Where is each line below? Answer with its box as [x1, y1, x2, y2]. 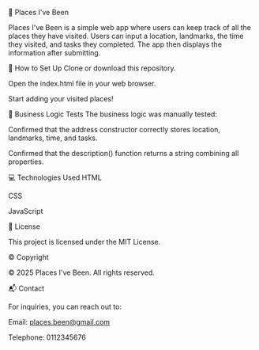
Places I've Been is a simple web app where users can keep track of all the [8, 23, 251, 32]
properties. [8, 157, 44, 166]
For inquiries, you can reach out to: [8, 302, 122, 311]
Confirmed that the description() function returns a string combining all [8, 149, 239, 158]
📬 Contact [8, 283, 45, 293]
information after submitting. [8, 48, 101, 57]
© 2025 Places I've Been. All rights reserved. [8, 268, 156, 277]
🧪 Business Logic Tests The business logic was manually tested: [8, 109, 217, 119]
